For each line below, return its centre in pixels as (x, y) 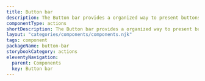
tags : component (27, 40)
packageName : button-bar (38, 46)
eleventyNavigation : (33, 57)
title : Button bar (30, 12)
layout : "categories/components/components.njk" (69, 35)
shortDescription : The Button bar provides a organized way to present (99, 29)
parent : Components (37, 63)
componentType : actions (37, 23)
